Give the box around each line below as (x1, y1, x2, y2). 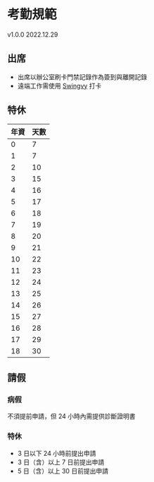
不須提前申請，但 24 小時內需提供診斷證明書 (7, 412, 136, 421)
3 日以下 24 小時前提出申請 (17, 449, 96, 457)
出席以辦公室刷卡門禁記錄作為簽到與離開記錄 (17, 72, 148, 81)
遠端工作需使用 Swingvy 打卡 (17, 81, 102, 90)
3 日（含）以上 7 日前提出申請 (17, 457, 105, 466)
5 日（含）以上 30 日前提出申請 (17, 466, 109, 475)
